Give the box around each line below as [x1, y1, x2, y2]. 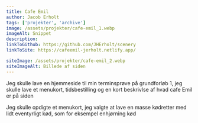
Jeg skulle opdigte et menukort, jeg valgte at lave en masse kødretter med [6, 103, 187, 111]
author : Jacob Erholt [6, 14, 60, 20]
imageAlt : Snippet [6, 31, 51, 37]
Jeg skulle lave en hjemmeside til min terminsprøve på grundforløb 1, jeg [6, 79, 183, 86]
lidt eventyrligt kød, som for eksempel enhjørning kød [6, 110, 137, 117]
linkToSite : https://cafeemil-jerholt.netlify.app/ [6, 47, 136, 53]
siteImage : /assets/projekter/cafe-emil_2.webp [6, 57, 126, 64]
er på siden [6, 92, 34, 99]
